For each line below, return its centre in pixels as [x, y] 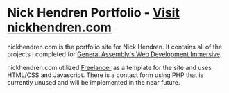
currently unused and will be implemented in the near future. [94, 82]
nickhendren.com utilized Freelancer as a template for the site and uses [109, 67]
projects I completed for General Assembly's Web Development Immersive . [114, 54]
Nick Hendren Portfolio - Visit [94, 13]
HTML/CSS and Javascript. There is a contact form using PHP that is [105, 75]
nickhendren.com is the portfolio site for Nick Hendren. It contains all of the [115, 46]
